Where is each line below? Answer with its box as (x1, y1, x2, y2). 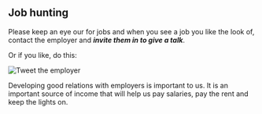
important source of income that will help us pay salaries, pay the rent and (8, 89, 249, 98)
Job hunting (8, 6, 69, 20)
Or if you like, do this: (8, 50, 77, 59)
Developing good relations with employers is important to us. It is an (8, 80, 228, 90)
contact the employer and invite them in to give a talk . (8, 35, 186, 45)
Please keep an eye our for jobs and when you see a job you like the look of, (8, 27, 255, 36)
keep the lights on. (8, 97, 68, 106)
